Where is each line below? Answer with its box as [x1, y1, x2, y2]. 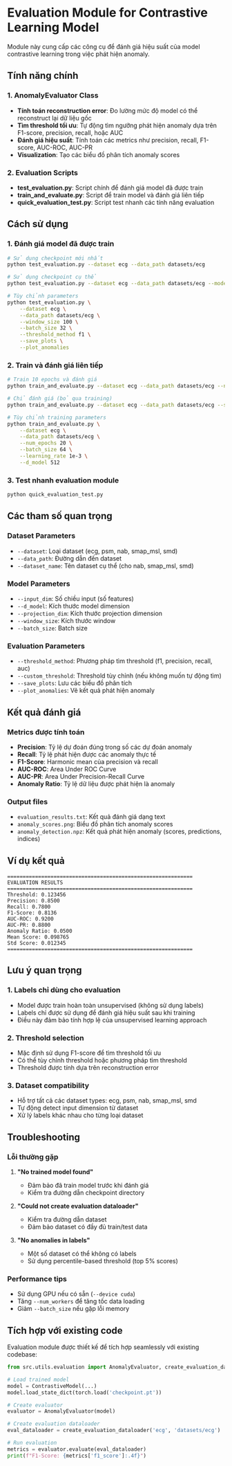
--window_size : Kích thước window [17, 616, 116, 624]
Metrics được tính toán [7, 727, 85, 736]
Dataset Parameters [7, 531, 76, 541]
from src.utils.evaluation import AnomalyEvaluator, [7, 1364, 162, 1371]
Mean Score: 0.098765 [7, 934, 70, 941]
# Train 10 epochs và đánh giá [7, 376, 97, 383]
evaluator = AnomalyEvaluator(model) [7, 1408, 116, 1415]
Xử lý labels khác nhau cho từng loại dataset [17, 1111, 144, 1119]
